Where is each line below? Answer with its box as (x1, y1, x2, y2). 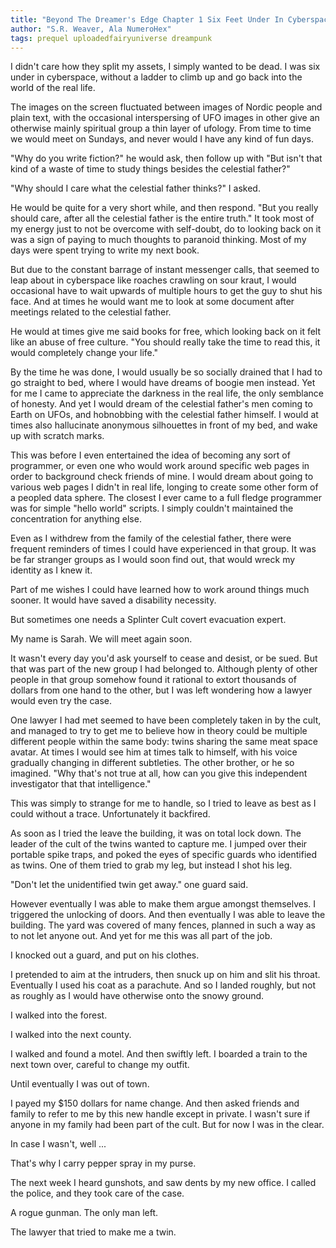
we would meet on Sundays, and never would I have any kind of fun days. (10, 133, 314, 145)
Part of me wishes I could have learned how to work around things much (10, 584, 310, 596)
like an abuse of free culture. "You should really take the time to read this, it (10, 336, 321, 348)
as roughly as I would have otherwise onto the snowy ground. (10, 990, 265, 1002)
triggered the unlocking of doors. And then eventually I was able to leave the (10, 909, 326, 921)
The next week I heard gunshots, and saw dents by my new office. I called (10, 1177, 317, 1189)
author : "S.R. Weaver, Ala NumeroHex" (10, 24, 172, 34)
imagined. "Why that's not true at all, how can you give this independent (10, 767, 308, 780)
